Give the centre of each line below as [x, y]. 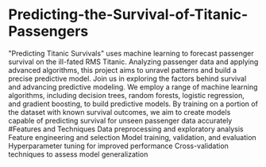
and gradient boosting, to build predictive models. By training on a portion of [133, 104]
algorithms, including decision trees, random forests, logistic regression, [126, 95]
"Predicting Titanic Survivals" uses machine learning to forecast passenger [131, 53]
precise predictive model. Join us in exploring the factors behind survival [127, 78]
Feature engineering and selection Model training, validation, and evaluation [132, 137]
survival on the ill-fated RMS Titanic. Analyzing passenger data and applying [133, 62]
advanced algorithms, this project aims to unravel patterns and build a [122, 70]
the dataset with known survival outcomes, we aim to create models [120, 112]
